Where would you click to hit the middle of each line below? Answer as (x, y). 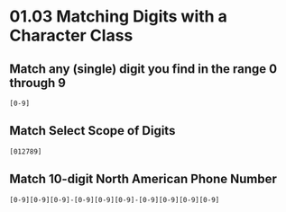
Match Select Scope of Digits (92, 131)
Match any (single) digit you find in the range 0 (143, 69)
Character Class (71, 35)
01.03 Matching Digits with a (119, 17)
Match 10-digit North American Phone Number (143, 179)
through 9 (37, 83)
